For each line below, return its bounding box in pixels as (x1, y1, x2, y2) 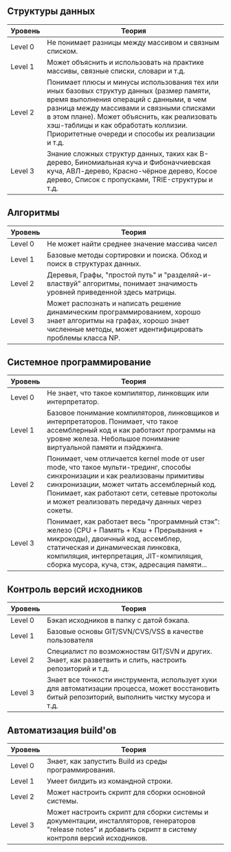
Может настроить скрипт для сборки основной (47, 788, 206, 797)
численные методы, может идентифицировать (47, 324, 203, 334)
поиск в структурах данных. (47, 259, 142, 268)
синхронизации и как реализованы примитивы (47, 471, 204, 481)
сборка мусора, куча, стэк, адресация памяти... (47, 560, 208, 570)
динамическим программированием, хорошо (47, 307, 201, 317)
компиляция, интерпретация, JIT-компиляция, (47, 551, 203, 561)
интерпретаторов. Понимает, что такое (47, 417, 179, 426)
